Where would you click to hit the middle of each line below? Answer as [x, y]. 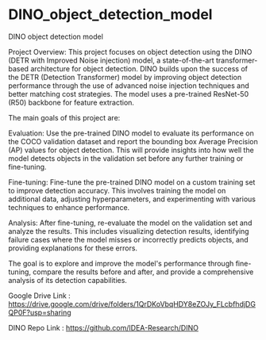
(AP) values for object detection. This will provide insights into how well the [131, 150]
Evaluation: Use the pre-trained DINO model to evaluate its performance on [131, 133]
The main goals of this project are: [64, 117]
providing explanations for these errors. [73, 248]
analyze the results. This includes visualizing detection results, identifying [129, 231]
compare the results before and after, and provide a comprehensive [143, 272]
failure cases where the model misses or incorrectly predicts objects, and [128, 239]
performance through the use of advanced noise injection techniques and [129, 86]
